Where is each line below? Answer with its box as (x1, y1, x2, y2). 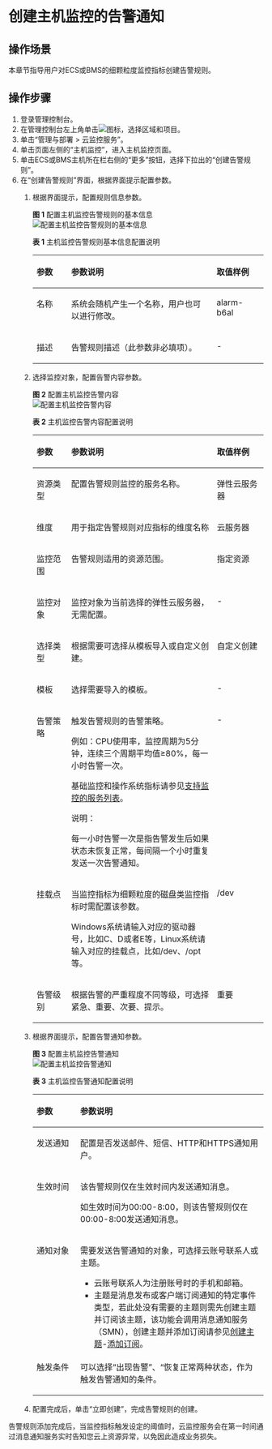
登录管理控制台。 (19, 114, 78, 124)
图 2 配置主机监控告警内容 (32, 389, 119, 399)
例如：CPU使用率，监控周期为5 (70, 735, 192, 747)
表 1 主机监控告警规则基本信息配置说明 (32, 237, 160, 247)
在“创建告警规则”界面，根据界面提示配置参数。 (19, 175, 176, 185)
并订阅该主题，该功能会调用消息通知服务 (93, 1314, 249, 1325)
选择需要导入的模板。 (70, 684, 152, 695)
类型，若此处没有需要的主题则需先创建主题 (93, 1301, 257, 1313)
